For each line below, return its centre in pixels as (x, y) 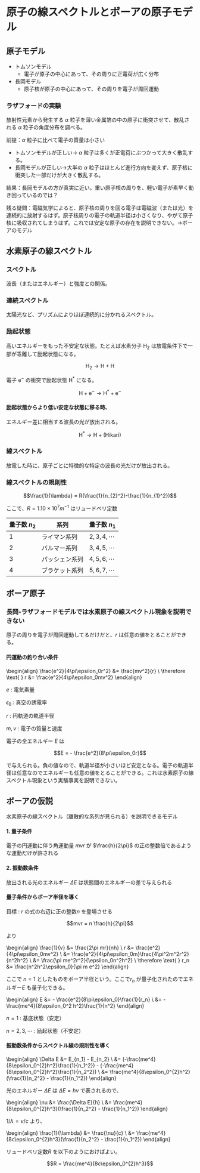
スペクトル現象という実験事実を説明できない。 (63, 780)
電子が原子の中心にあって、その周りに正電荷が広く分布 (91, 74)
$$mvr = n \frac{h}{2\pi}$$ (100, 923)
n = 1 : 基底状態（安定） (35, 1018)
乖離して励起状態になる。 (48, 354)
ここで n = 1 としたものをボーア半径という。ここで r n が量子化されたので (95, 979)
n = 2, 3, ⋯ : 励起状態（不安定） (45, 1030)
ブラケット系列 (62, 570)
